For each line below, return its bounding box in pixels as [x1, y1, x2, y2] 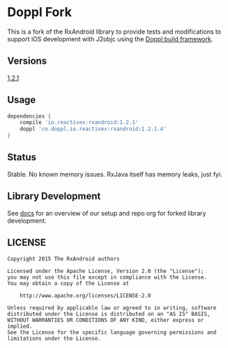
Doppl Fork [7, 4, 72, 20]
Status [7, 151, 37, 163]
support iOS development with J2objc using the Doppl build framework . [7, 34, 213, 43]
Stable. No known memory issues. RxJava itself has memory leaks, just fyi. [7, 169, 222, 179]
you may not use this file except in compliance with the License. [7, 274, 208, 281]
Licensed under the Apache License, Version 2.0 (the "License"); [7, 267, 204, 274]
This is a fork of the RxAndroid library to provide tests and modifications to [7, 27, 222, 36]
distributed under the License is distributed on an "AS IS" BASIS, [7, 310, 211, 317]
